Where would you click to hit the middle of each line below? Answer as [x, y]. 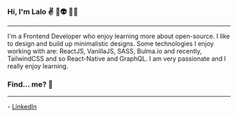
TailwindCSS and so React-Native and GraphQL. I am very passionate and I [117, 58]
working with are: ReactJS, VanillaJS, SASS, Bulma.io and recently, [105, 51]
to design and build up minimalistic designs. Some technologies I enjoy [110, 44]
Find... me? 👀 [30, 85]
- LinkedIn [22, 106]
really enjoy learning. [38, 66]
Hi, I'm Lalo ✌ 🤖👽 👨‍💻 [43, 11]
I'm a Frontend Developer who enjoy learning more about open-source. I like [119, 36]
